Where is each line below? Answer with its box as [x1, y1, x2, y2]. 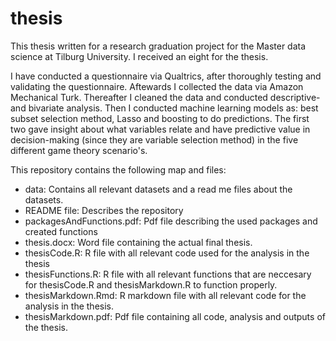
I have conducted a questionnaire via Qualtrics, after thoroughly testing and [10, 70, 322, 82]
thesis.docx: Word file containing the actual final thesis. [24, 236, 253, 248]
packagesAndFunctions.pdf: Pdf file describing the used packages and [24, 215, 318, 227]
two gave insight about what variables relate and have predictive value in [10, 123, 311, 135]
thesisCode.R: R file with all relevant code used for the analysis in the [24, 247, 310, 259]
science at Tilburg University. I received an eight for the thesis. [10, 50, 269, 62]
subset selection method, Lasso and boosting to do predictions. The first [10, 112, 310, 124]
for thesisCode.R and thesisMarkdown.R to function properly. [24, 278, 278, 291]
